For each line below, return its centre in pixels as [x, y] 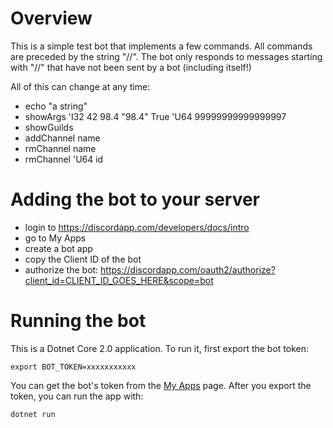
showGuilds [49, 127]
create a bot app [58, 248]
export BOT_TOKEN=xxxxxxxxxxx [73, 367]
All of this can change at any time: [80, 86]
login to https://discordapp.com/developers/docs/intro [137, 227]
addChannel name [62, 138]
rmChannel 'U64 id [64, 159]
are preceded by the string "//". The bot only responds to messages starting [166, 56]
